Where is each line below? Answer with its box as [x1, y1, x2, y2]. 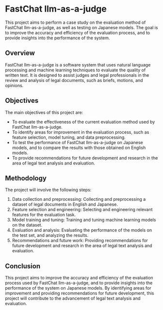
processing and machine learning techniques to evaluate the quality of [5, 67, 146, 73]
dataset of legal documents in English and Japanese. [12, 201, 118, 207]
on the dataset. [12, 222, 43, 228]
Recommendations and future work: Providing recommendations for [12, 238, 148, 244]
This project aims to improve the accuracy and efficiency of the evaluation [5, 275, 154, 281]
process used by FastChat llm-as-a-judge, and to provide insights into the [5, 280, 153, 286]
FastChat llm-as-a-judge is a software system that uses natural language [5, 62, 151, 67]
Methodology [5, 174, 47, 182]
